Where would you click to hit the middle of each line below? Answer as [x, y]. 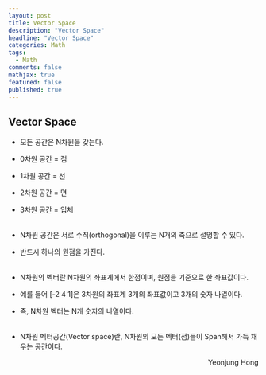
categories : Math [37, 45]
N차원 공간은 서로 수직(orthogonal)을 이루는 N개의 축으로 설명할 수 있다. [132, 235]
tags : [17, 53]
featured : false [35, 82]
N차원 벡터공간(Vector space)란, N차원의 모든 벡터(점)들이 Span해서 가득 [134, 337]
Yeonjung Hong [233, 362]
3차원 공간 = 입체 [46, 210]
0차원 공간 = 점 [43, 159]
